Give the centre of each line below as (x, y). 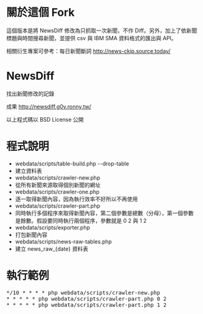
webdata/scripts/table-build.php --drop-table (72, 163)
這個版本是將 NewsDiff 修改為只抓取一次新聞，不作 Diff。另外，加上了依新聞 (102, 30)
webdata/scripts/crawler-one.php (57, 192)
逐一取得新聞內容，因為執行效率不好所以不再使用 (76, 199)
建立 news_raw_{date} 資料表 (52, 249)
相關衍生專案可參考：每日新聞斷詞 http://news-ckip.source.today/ (88, 51)
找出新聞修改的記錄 (30, 93)
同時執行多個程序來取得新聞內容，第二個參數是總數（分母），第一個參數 (104, 213)
